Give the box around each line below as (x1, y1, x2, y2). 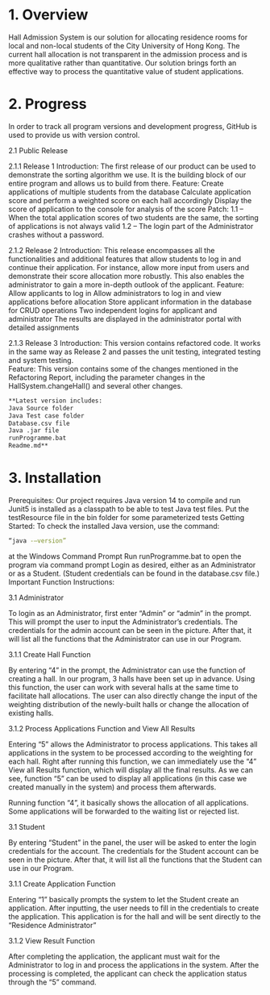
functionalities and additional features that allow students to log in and (8, 254, 242, 264)
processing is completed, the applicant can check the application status (8, 968, 247, 978)
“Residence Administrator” (8, 920, 97, 930)
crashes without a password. (8, 230, 105, 239)
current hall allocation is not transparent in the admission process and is (8, 49, 247, 59)
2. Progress (8, 95, 87, 114)
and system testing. (8, 355, 74, 364)
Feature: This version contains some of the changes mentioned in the (8, 364, 239, 373)
